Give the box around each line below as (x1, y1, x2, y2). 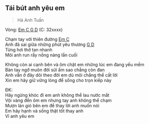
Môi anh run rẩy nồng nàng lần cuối (5, 52, 78, 58)
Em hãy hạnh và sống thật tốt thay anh (5, 108, 84, 114)
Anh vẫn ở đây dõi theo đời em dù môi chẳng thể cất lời (5, 72, 118, 78)
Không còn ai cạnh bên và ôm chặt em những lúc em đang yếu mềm (5, 61, 145, 67)
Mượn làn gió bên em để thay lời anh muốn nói (5, 102, 100, 108)
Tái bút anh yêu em (5, 4, 65, 12)
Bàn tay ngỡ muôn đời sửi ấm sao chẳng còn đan (5, 67, 105, 73)
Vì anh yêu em (5, 113, 35, 119)
